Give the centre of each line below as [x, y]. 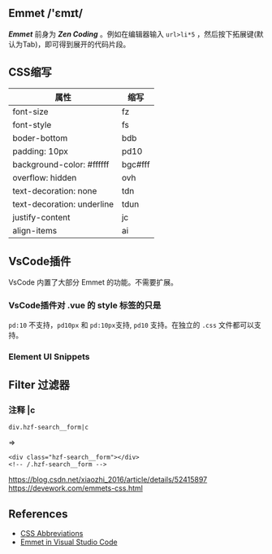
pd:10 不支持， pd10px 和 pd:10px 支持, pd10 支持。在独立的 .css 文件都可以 [131, 325]
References [38, 514]
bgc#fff [136, 164]
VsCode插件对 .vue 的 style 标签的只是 [85, 306]
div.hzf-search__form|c [49, 427]
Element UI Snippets [50, 356]
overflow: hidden [45, 177]
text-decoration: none [55, 190]
